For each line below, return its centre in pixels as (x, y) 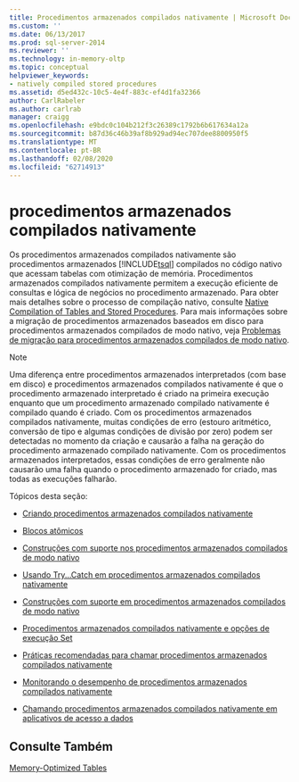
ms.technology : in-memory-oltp (67, 59)
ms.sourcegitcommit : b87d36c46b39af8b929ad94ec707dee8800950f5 (129, 134)
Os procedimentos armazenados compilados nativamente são (123, 254)
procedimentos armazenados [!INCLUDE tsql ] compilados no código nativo (146, 264)
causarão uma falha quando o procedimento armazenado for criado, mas (143, 470)
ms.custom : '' (36, 26)
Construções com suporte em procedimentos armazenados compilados (154, 602)
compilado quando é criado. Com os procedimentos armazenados (130, 412)
